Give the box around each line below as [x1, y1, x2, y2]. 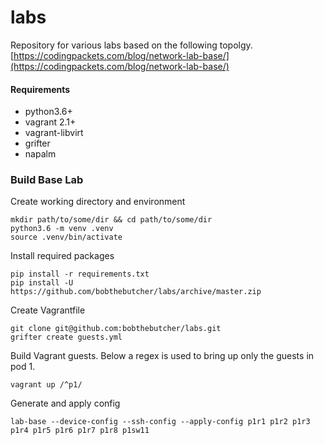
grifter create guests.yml [10, 332, 123, 343]
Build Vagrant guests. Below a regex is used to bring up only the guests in [10, 350, 315, 362]
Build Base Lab [10, 173, 84, 187]
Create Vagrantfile [10, 304, 86, 316]
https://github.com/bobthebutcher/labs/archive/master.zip [10, 287, 262, 297]
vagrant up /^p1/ [10, 380, 83, 390]
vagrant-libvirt [24, 127, 84, 139]
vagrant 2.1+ [24, 116, 77, 128]
